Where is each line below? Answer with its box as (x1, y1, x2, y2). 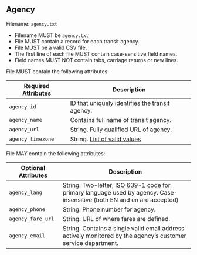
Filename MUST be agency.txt (14, 32, 89, 39)
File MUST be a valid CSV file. (14, 44, 87, 51)
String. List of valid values (70, 135, 141, 143)
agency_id (9, 103, 36, 110)
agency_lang (9, 189, 43, 196)
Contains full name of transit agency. (70, 115, 172, 124)
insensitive (62, 196, 93, 204)
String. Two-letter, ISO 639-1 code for (62, 181, 171, 189)
